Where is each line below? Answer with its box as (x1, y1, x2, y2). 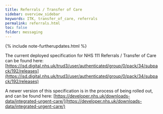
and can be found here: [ (5, 93, 55, 99)
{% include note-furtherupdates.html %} (5, 43, 87, 49)
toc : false (5, 25, 27, 30)
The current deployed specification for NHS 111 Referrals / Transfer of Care (5, 53, 157, 58)
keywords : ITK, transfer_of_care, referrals (5, 16, 98, 21)
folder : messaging (5, 30, 43, 35)
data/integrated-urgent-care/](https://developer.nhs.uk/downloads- (5, 98, 142, 104)
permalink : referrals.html (5, 20, 60, 26)
